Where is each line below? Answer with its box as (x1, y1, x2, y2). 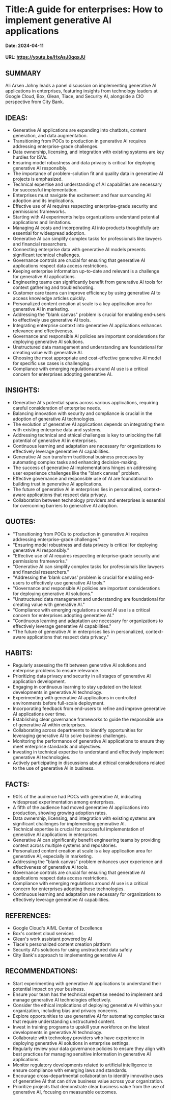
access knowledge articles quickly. (12, 295, 87, 301)
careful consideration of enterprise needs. (12, 405, 102, 411)
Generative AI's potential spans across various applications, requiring (12, 399, 159, 405)
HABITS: (5, 649, 33, 657)
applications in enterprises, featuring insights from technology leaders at (5, 88, 158, 94)
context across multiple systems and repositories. (12, 842, 118, 848)
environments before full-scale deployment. (12, 700, 105, 706)
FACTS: (5, 780, 30, 789)
